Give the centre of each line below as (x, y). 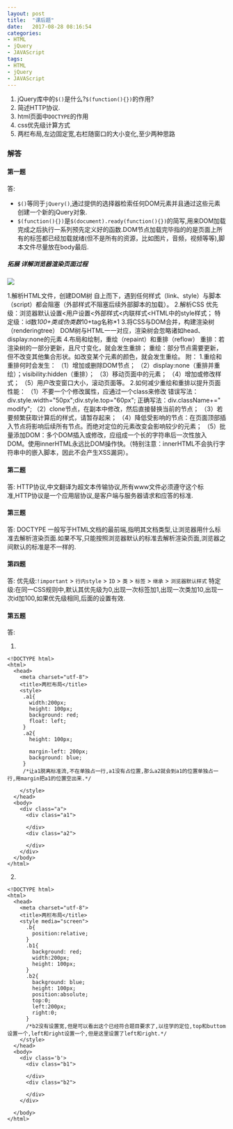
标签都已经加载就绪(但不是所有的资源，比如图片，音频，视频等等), (124, 238)
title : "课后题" (31, 20)
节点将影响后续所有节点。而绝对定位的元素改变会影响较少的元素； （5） (116, 426)
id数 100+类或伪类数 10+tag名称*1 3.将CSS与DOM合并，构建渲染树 (120, 322)
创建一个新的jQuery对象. (52, 212)
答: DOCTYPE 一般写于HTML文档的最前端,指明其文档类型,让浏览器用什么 (111, 529)
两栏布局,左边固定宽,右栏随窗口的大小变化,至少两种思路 (96, 134)
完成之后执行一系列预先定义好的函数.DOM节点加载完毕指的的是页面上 (117, 229)
